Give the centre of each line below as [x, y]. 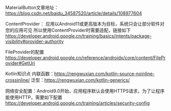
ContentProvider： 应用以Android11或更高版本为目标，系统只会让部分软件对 [85, 24]
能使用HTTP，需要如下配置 [34, 97]
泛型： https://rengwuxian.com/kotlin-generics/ [80, 80]
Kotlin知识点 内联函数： [30, 74]
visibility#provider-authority [35, 41]
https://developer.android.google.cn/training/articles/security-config [78, 103]
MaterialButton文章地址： [32, 7]
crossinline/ [18, 80]
